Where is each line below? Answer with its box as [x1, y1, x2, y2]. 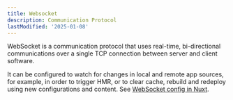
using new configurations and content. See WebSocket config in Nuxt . [7, 85, 209, 94]
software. [7, 57, 35, 65]
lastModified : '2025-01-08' [7, 23, 89, 30]
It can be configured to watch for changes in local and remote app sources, [7, 70, 225, 78]
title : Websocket [7, 10, 58, 17]
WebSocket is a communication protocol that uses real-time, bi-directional [7, 42, 221, 51]
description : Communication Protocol [7, 17, 117, 24]
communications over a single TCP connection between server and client [7, 49, 218, 58]
